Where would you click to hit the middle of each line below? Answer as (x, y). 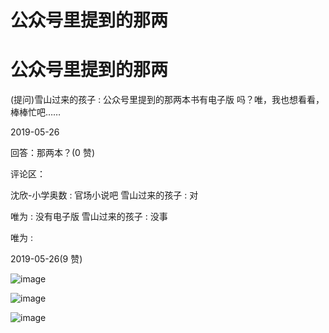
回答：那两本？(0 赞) (52, 153)
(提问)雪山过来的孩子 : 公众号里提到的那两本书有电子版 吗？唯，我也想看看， (167, 100)
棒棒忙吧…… (36, 112)
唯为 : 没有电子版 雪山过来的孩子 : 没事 (89, 217)
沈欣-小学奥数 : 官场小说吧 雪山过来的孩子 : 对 (104, 195)
